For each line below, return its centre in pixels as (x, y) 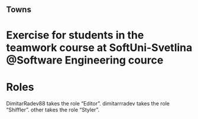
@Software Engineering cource (85, 60)
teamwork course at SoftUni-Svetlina (99, 47)
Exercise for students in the (75, 35)
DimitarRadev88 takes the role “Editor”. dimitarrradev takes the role (88, 103)
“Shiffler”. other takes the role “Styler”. (53, 110)
